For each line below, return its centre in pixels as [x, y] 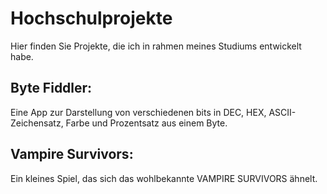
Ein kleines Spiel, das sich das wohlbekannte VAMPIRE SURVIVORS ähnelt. [164, 178]
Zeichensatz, [37, 123]
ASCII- [282, 112]
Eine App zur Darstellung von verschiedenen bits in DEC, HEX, [138, 112]
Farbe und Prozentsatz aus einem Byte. [146, 123]
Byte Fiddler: [51, 88]
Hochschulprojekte [91, 18]
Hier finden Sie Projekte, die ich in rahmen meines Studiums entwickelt [156, 46]
